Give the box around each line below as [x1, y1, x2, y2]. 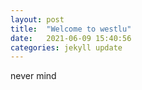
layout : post [10, 14, 65, 25]
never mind [10, 70, 57, 82]
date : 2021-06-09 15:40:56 [10, 33, 132, 43]
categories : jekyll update [10, 42, 123, 53]
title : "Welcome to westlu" [10, 24, 132, 34]
